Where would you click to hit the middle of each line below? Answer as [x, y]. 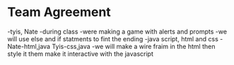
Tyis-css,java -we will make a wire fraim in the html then [134, 46]
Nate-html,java [29, 46]
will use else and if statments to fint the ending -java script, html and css [113, 38]
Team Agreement [59, 12]
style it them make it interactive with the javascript [81, 54]
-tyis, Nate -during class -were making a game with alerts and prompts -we [117, 31]
